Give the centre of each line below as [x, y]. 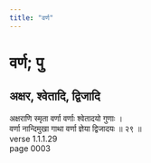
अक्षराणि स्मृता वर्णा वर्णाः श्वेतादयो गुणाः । [66, 118]
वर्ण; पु [27, 62]
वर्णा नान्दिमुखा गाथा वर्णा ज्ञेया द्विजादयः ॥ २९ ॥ [75, 129]
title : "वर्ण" [32, 18]
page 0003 [30, 148]
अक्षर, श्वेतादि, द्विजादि [55, 96]
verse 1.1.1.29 [33, 139]
